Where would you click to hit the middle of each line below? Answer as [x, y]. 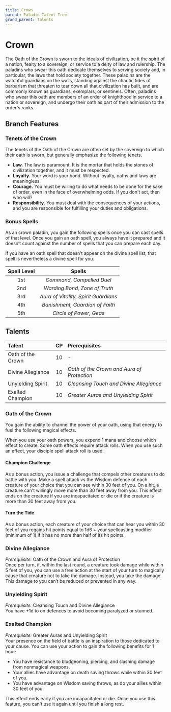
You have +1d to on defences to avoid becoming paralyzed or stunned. [79, 611]
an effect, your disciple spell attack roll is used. [55, 451]
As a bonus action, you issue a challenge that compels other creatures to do [85, 474]
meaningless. [27, 181]
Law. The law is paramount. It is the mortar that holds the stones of [83, 165]
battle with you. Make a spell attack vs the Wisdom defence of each [76, 479]
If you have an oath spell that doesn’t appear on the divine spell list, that [81, 253]
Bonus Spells [22, 221]
